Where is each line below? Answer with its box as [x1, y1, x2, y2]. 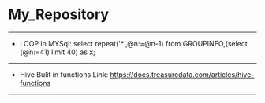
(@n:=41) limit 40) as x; [19, 47, 96, 57]
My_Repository [8, 6, 109, 24]
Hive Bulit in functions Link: [19, 69, 109, 79]
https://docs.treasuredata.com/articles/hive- [110, 69, 255, 79]
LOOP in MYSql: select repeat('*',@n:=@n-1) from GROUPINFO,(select [19, 39, 248, 48]
